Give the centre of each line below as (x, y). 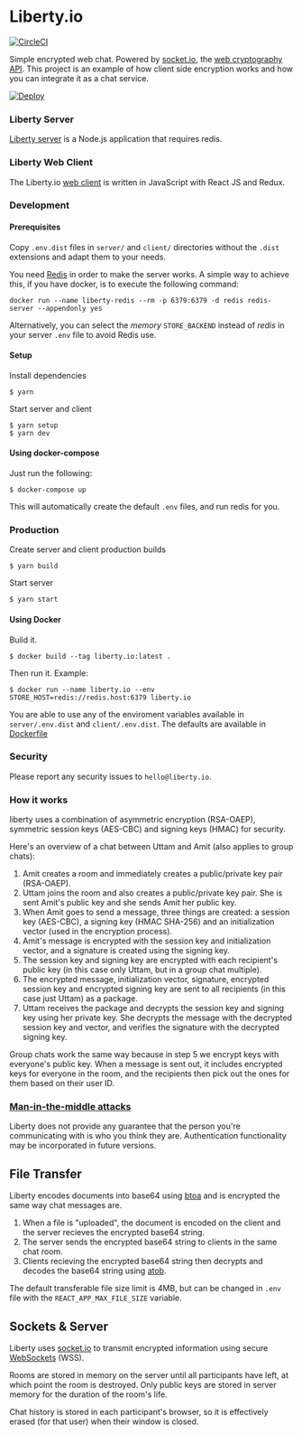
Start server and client (50, 408)
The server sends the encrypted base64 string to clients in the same (150, 1242)
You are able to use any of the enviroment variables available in (127, 714)
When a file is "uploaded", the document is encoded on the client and (151, 1223)
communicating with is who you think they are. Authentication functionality (148, 1136)
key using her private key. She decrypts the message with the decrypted (157, 1018)
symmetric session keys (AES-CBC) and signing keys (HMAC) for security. (147, 830)
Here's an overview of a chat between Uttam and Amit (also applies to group (151, 847)
